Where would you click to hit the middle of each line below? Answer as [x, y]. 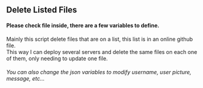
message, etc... [25, 79]
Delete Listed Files [42, 10]
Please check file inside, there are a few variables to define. [83, 25]
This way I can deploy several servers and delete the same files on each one [102, 52]
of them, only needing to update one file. [57, 58]
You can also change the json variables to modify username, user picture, [99, 72]
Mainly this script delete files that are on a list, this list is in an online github [100, 39]
